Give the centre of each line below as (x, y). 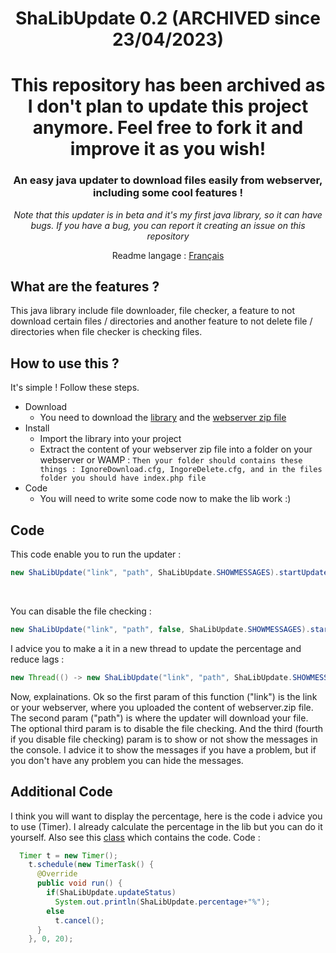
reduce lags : (37, 659)
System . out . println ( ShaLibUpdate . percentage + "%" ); (162, 902)
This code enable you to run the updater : (96, 554)
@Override (57, 874)
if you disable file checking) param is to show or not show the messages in (164, 739)
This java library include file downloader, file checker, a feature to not (152, 311)
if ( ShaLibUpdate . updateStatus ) (111, 893)
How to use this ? (65, 363)
